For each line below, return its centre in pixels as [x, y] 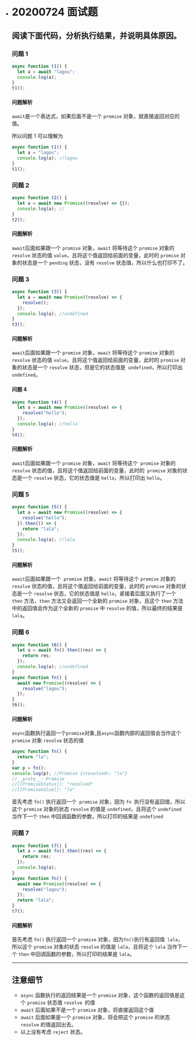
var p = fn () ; [29, 768]
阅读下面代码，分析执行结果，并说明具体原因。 [96, 36]
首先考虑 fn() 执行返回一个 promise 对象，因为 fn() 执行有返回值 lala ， [97, 939]
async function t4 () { [39, 402]
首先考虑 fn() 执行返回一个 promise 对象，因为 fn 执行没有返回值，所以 [98, 802]
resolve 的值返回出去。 [48, 1024]
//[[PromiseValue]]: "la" [43, 790]
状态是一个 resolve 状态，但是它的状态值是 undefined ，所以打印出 [102, 367]
